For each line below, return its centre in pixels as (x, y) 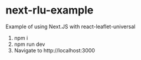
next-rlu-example (50, 10)
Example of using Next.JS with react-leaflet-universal (70, 26)
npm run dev (29, 44)
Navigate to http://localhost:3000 (55, 50)
